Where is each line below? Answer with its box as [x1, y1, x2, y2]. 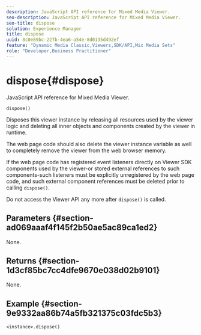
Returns [6, 256, 37, 266]
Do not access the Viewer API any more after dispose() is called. [6, 195, 166, 203]
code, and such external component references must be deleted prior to [6, 177, 185, 185]
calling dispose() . [6, 184, 50, 191]
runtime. [6, 129, 27, 136]
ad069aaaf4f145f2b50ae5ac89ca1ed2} [6, 223, 158, 233]
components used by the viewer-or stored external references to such [6, 165, 180, 172]
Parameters [6, 213, 51, 223]
